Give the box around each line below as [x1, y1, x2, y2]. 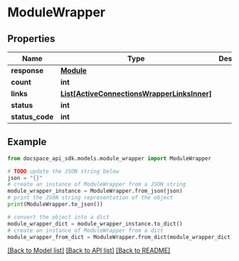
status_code [11, 112, 54, 122]
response [11, 65, 44, 75]
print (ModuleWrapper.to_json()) [7, 201, 103, 208]
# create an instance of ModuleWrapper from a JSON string [7, 181, 186, 188]
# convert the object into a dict [7, 213, 110, 220]
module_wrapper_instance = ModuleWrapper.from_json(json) [7, 188, 183, 195]
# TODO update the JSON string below [7, 168, 119, 175]
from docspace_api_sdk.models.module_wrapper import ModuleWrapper [7, 154, 212, 162]
